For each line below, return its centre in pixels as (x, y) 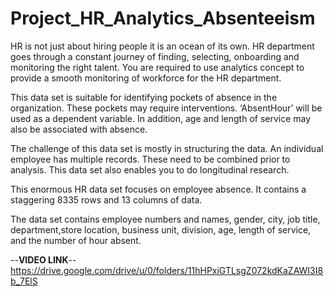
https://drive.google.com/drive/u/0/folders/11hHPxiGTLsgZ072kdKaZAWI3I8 (167, 270)
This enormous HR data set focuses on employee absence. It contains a (158, 189)
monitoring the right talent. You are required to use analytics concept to (157, 67)
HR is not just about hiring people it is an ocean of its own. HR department (162, 46)
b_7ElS (24, 281)
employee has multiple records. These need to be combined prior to (150, 159)
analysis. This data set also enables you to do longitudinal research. (150, 169)
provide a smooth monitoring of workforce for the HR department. (146, 78)
